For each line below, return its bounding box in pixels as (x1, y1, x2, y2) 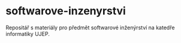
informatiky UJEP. (5, 30, 50, 37)
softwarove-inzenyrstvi (5, 4, 126, 18)
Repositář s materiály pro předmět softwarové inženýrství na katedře (5, 24, 175, 31)
